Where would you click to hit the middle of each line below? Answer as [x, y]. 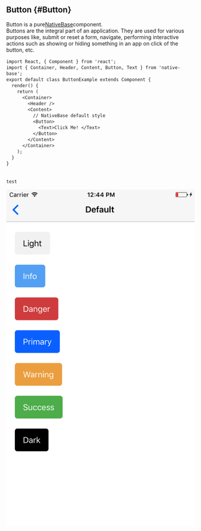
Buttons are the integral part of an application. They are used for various [95, 31]
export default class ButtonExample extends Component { [79, 79]
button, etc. [20, 50]
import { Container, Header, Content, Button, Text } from [81, 67]
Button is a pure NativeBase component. [54, 24]
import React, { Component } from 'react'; [61, 61]
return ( [28, 91]
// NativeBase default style [69, 115]
